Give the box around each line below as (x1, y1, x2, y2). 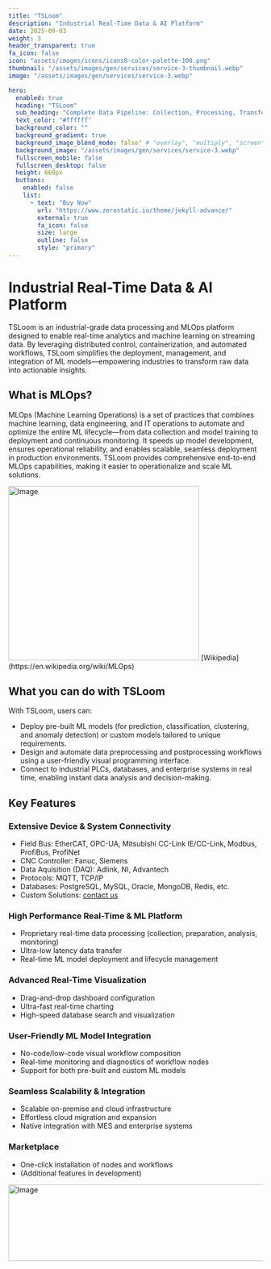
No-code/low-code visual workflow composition (19, 1049, 181, 1059)
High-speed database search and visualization (19, 1009, 175, 1020)
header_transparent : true (8, 42, 95, 50)
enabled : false (23, 184, 74, 192)
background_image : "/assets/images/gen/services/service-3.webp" (15, 146, 240, 154)
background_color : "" (15, 124, 89, 132)
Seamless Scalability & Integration (8, 1085, 146, 1096)
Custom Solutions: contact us (19, 890, 119, 900)
